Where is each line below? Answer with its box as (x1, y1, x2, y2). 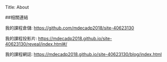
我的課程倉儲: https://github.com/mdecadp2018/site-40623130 (5, 25, 134, 31)
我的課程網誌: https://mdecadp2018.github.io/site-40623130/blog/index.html (5, 52, 162, 57)
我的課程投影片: (5, 36, 37, 41)
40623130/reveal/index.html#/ (5, 41, 68, 47)
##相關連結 (5, 14, 28, 20)
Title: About (5, 4, 29, 10)
